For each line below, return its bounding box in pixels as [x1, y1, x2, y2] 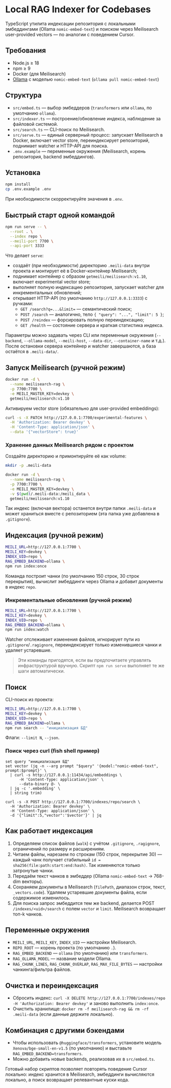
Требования [5, 46, 46, 55]
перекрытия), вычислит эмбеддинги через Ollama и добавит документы [5, 578, 163, 584]
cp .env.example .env [5, 187, 52, 192]
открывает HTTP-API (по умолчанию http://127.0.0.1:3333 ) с [12, 295, 148, 301]
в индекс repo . [5, 583, 37, 590]
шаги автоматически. [17, 668, 65, 674]
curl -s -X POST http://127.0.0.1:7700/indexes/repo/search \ [5, 799, 140, 804]
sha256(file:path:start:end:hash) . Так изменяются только [12, 862, 140, 868]
